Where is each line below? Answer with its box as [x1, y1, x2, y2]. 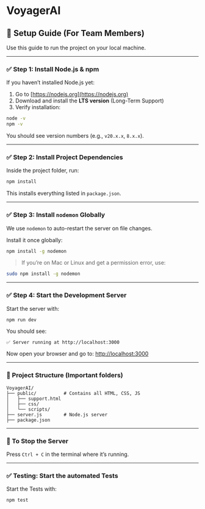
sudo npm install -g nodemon [6, 271, 81, 277]
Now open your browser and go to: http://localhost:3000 [6, 350, 149, 357]
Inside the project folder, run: [6, 167, 79, 174]
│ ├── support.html [6, 396, 62, 402]
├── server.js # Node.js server [6, 411, 108, 418]
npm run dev [6, 316, 37, 323]
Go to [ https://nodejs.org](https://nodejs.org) [15, 91, 129, 98]
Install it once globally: [6, 236, 63, 244]
